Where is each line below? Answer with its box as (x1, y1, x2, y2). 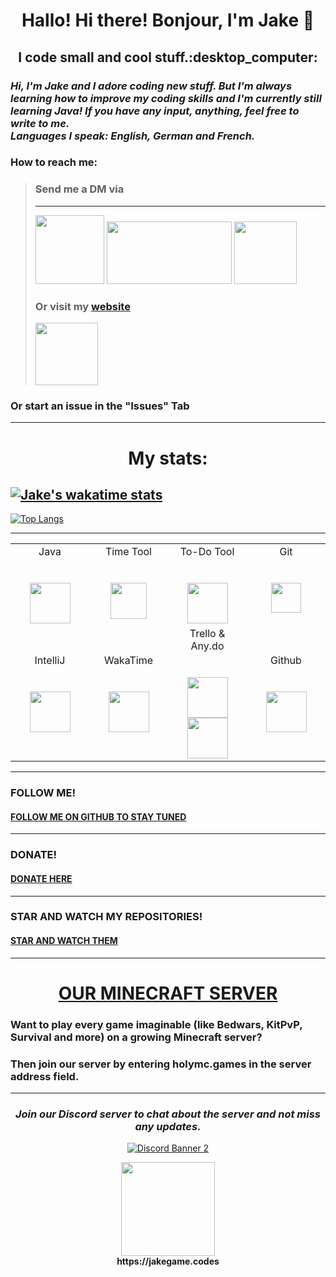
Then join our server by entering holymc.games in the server (10, 1057, 312, 1071)
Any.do (190, 639, 225, 653)
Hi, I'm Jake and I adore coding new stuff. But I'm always (10, 79, 293, 93)
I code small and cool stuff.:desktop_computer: (18, 49, 318, 66)
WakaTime (103, 653, 154, 667)
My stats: (128, 447, 208, 469)
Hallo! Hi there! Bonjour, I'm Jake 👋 (21, 9, 315, 32)
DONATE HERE (10, 872, 73, 884)
